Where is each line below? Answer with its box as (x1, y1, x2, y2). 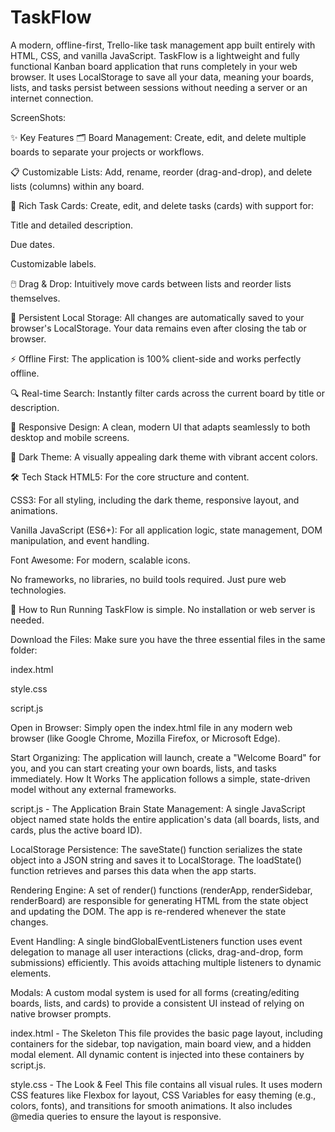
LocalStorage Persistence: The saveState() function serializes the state (10, 843, 303, 855)
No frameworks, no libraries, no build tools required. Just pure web (10, 573, 287, 585)
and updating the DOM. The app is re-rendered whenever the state (10, 905, 287, 917)
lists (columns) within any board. (10, 180, 145, 192)
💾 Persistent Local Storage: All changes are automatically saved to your (10, 311, 305, 323)
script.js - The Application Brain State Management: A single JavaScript (10, 802, 306, 815)
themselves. (10, 292, 61, 304)
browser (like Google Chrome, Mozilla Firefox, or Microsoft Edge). (10, 732, 281, 744)
